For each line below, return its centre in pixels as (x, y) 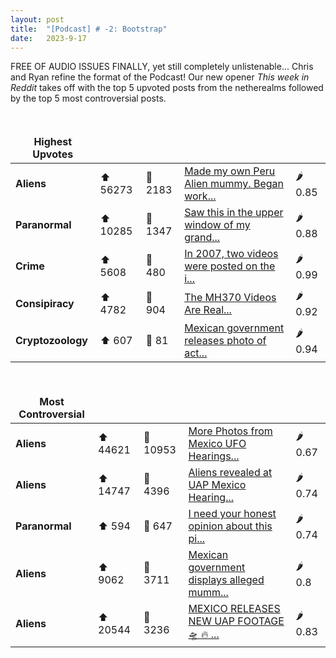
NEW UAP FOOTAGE (236, 621)
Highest (53, 142)
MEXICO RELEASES (234, 609)
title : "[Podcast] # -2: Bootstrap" (89, 29)
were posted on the (230, 266)
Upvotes (53, 154)
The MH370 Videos (230, 297)
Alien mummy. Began (234, 184)
